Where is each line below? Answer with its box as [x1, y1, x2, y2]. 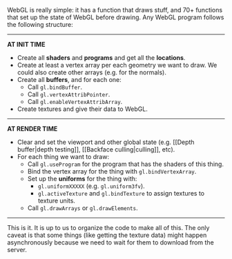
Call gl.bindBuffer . [27, 83, 83, 91]
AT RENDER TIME [7, 125, 58, 133]
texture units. [37, 196, 76, 205]
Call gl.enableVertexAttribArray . [27, 98, 123, 105]
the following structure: [7, 21, 74, 28]
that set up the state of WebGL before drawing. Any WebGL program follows [7, 13, 224, 21]
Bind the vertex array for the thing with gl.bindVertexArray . [27, 167, 197, 175]
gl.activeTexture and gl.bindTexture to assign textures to [37, 189, 205, 197]
